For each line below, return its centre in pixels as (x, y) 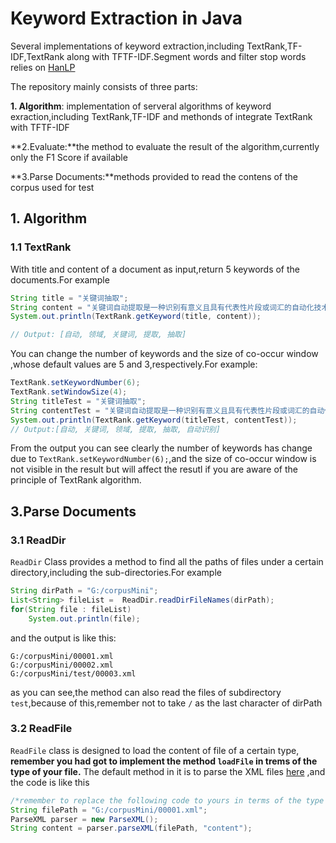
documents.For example (60, 279)
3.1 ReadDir (38, 540)
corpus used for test (52, 187)
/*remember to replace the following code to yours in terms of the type (167, 800)
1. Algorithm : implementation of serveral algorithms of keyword (141, 106)
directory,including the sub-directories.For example (116, 573)
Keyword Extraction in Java (126, 18)
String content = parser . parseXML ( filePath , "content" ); (131, 828)
